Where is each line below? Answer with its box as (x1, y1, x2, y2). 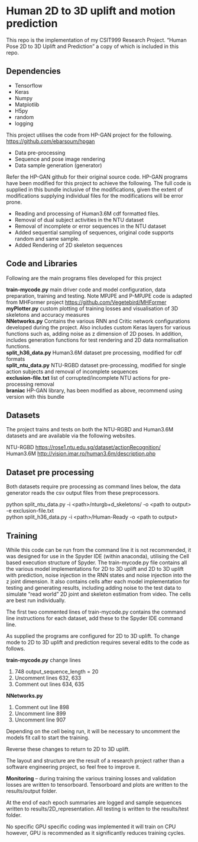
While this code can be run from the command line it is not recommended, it (6, 546, 191, 553)
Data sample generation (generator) (14, 161, 102, 169)
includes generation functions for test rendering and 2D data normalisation (6, 336, 188, 344)
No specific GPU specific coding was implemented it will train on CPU (6, 823, 176, 830)
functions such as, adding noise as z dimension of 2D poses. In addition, (6, 330, 183, 337)
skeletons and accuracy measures (6, 311, 90, 318)
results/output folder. (6, 787, 57, 795)
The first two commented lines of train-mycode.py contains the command (6, 608, 186, 615)
